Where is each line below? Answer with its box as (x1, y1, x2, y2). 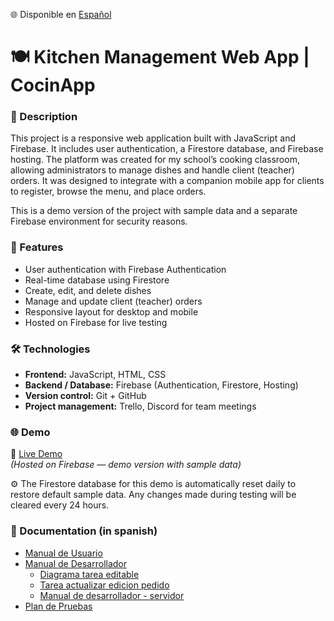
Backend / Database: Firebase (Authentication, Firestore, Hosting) (24, 379, 299, 391)
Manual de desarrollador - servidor (39, 589, 185, 601)
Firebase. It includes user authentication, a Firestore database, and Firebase (10, 143, 324, 155)
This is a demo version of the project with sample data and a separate (10, 205, 298, 217)
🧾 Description (10, 110, 78, 124)
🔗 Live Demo (10, 448, 63, 460)
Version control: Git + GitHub (24, 390, 147, 402)
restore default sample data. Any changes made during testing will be (10, 489, 297, 501)
